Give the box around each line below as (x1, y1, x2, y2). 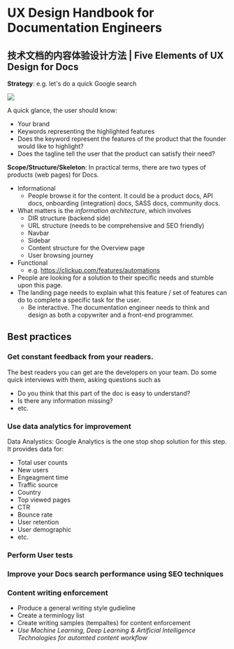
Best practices (7, 331, 72, 343)
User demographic (17, 525, 72, 533)
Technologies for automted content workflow (17, 634, 148, 642)
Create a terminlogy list (17, 611, 85, 620)
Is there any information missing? (17, 396, 113, 404)
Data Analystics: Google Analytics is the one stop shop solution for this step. (7, 437, 227, 446)
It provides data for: (7, 444, 64, 453)
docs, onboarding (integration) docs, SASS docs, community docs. (27, 199, 221, 207)
